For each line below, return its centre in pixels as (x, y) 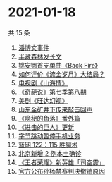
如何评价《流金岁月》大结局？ (61, 74)
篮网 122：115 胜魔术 (48, 145)
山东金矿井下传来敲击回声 (55, 109)
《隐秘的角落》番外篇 (49, 118)
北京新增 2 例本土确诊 (50, 153)
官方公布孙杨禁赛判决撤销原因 (61, 171)
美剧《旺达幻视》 (43, 100)
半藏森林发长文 (40, 56)
